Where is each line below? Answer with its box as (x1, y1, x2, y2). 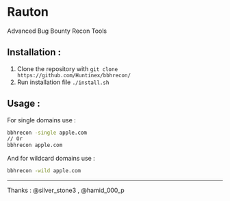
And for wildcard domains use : (7, 155, 96, 163)
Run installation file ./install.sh (16, 78, 110, 86)
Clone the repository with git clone (16, 64, 118, 72)
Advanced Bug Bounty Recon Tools (7, 27, 107, 35)
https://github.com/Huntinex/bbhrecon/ (16, 72, 131, 79)
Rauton (7, 4, 49, 20)
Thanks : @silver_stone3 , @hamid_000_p (7, 186, 125, 195)
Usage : (7, 98, 41, 109)
